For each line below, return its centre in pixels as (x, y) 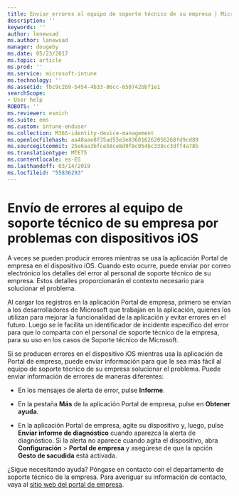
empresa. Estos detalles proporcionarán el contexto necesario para (106, 280)
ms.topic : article (34, 60)
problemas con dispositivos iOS (103, 238)
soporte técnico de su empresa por (113, 223)
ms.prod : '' (25, 67)
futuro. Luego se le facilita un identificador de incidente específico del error (118, 324)
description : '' (31, 21)
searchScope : (27, 93)
